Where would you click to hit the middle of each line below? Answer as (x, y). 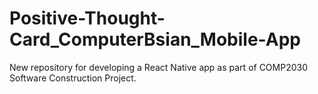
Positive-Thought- (87, 18)
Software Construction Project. (73, 78)
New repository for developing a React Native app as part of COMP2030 (159, 67)
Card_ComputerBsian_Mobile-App (155, 39)
